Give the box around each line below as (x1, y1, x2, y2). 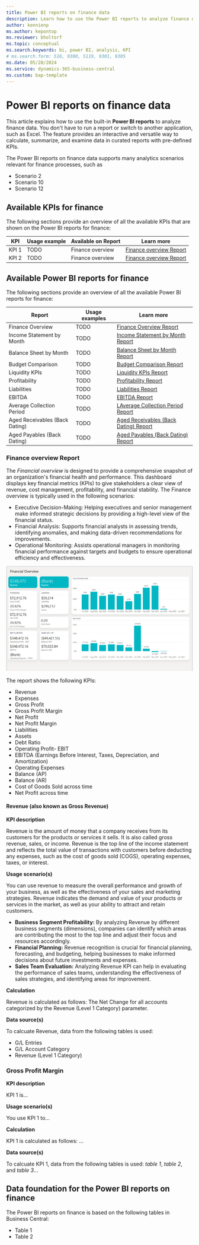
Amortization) (14, 757, 49, 765)
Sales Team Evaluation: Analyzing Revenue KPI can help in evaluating (14, 963, 187, 970)
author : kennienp (6, 22, 49, 28)
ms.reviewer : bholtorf (6, 34, 62, 41)
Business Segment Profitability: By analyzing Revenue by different (14, 918, 179, 925)
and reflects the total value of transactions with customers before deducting (6, 846, 192, 854)
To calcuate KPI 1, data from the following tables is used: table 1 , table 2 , (6, 1160, 182, 1167)
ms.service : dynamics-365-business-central (6, 66, 115, 72)
